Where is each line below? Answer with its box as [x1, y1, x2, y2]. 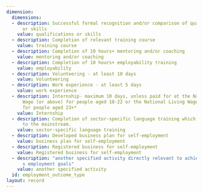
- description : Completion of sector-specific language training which [11, 116, 196, 122]
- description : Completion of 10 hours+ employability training [11, 59, 177, 65]
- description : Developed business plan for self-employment [11, 132, 169, 139]
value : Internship [17, 110, 63, 116]
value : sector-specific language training [17, 127, 126, 133]
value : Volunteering [17, 76, 69, 82]
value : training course [17, 43, 77, 49]
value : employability [17, 65, 71, 71]
